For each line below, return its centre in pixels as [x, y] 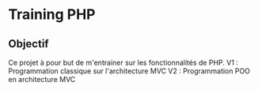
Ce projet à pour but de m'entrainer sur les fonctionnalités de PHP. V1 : [123, 62]
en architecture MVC [42, 79]
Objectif [28, 44]
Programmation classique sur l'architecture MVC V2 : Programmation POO [129, 71]
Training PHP [52, 15]
